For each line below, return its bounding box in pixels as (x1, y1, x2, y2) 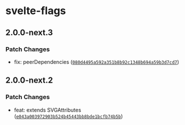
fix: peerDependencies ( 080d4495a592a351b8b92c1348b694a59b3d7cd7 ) (13, 58, 180, 65)
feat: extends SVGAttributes (13, 106, 81, 113)
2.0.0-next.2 (5, 75, 53, 86)
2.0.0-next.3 (5, 28, 53, 38)
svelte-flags (5, 4, 66, 18)
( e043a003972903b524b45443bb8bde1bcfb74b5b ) (13, 113, 124, 120)
